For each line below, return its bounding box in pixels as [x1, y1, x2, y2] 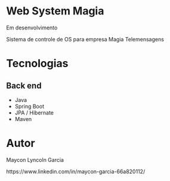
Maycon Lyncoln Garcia [6, 156, 64, 163]
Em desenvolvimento [6, 24, 58, 31]
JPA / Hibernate [14, 109, 54, 116]
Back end [6, 80, 42, 90]
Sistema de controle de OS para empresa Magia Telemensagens [6, 35, 164, 43]
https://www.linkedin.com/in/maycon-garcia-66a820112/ [6, 168, 146, 175]
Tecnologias [6, 57, 69, 70]
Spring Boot [14, 102, 45, 110]
